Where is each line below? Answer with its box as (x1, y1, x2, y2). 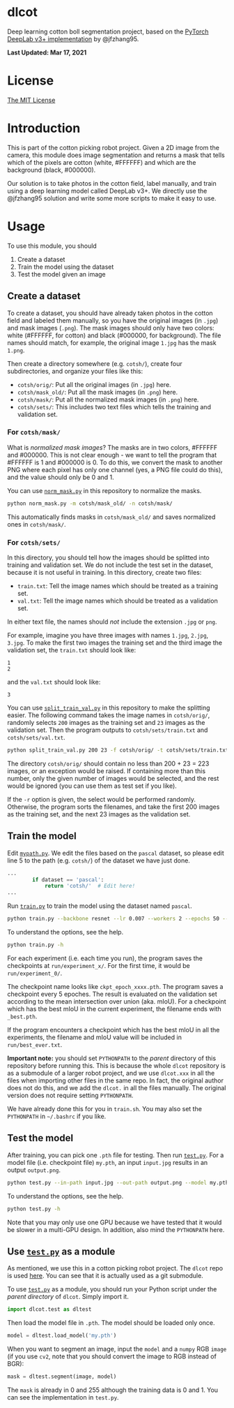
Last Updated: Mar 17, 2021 (7, 48, 87, 57)
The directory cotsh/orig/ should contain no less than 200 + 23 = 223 (7, 759, 210, 768)
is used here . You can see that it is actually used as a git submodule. (7, 1272, 203, 1280)
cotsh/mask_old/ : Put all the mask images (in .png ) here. (17, 388, 178, 396)
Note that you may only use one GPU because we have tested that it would (7, 1218, 222, 1226)
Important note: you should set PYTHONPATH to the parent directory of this (7, 1054, 217, 1062)
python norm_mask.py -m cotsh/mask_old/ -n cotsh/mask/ (7, 500, 173, 507)
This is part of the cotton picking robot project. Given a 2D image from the (7, 143, 219, 152)
